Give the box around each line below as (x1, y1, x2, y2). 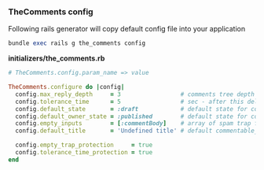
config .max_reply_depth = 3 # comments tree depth (15, 90, 255, 98)
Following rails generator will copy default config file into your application (8, 24, 246, 34)
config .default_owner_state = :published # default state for (15, 113, 247, 120)
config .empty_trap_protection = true (15, 141, 153, 150)
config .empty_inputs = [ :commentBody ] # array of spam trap (15, 120, 251, 128)
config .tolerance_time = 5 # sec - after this (15, 98, 244, 105)
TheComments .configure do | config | (8, 83, 125, 91)
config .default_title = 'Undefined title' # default (15, 127, 213, 135)
